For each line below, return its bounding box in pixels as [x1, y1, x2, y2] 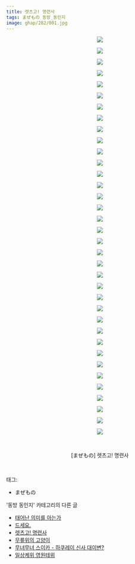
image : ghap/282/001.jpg [6, 20, 68, 26]
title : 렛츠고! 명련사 [6, 8, 55, 15]
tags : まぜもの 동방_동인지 [6, 14, 66, 20]
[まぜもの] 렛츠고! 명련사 [71, 452, 129, 459]
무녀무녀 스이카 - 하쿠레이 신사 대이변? [14, 544, 105, 551]
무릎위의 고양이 [14, 537, 51, 544]
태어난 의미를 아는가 [14, 514, 61, 522]
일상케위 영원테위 [14, 551, 55, 559]
